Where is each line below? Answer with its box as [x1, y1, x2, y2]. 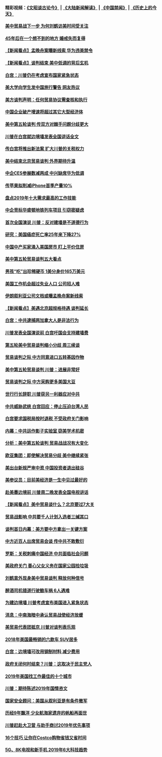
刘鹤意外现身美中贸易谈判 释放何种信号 [5, 575, 84, 581]
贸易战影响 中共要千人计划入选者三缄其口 [5, 514, 89, 520]
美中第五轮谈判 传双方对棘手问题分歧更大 [5, 121, 89, 127]
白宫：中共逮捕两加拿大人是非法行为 [5, 317, 79, 323]
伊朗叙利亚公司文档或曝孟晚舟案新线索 [5, 293, 83, 299]
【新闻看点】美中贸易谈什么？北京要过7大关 [5, 501, 95, 508]
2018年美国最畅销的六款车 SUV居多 [5, 636, 78, 642]
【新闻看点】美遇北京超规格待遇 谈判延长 [5, 305, 89, 311]
